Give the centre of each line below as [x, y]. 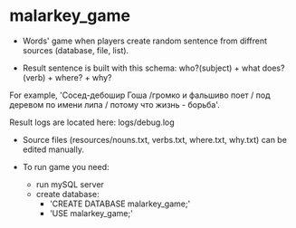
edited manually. [53, 149]
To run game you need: [66, 166]
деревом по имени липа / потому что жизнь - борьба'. [115, 104]
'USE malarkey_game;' [91, 213]
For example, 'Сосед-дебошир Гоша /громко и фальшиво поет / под [140, 95]
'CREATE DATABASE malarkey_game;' [120, 204]
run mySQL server [70, 184]
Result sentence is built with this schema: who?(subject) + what [141, 68]
